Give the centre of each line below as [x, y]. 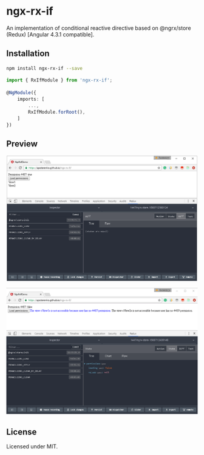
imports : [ [31, 99]
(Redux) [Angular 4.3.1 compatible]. [50, 34]
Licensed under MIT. [32, 446]
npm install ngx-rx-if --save [45, 68]
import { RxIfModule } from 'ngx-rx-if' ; [59, 80]
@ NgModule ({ [21, 93]
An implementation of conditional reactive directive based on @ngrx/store [99, 28]
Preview [22, 144]
